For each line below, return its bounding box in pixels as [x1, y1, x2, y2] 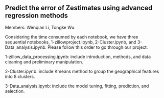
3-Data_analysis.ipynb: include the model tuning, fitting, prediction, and [5, 83, 149, 89]
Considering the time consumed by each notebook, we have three [5, 34, 139, 39]
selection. [5, 88, 25, 94]
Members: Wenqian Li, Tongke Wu [5, 24, 75, 30]
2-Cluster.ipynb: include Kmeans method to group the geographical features [5, 68, 159, 74]
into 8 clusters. [5, 73, 35, 79]
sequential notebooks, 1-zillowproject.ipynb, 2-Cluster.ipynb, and [5, 39, 137, 45]
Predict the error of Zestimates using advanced [5, 4, 153, 12]
